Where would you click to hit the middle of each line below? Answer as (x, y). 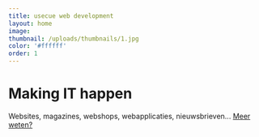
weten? (21, 124)
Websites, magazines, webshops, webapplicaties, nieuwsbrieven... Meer (129, 116)
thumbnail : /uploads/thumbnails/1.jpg (74, 39)
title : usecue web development (61, 16)
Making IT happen (70, 94)
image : (19, 31)
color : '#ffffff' (38, 46)
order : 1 (23, 54)
